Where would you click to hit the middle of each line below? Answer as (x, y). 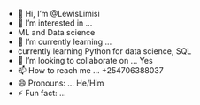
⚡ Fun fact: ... (42, 93)
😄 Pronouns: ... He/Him (61, 83)
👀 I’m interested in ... (55, 23)
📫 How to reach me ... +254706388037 (90, 70)
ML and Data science (56, 32)
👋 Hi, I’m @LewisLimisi (58, 14)
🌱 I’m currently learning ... (65, 41)
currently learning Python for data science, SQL (104, 51)
